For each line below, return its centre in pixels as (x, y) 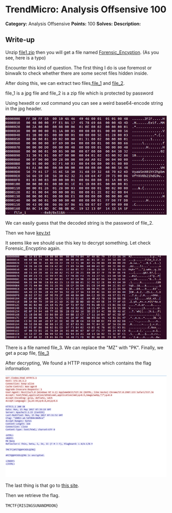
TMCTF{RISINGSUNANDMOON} (32, 506)
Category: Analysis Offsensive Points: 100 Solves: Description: (73, 24)
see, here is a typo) (26, 58)
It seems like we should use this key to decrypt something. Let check (78, 243)
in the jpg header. (24, 108)
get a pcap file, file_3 (27, 353)
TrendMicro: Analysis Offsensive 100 (86, 10)
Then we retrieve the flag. (33, 496)
